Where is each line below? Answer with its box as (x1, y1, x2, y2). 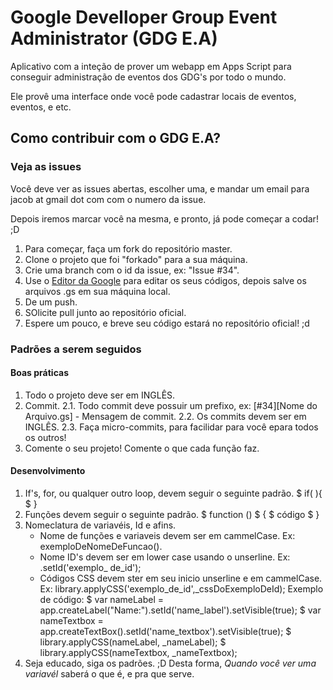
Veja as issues (10, 160, 82, 174)
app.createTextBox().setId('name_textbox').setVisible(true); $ (39, 625, 292, 637)
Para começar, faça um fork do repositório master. (24, 242, 233, 255)
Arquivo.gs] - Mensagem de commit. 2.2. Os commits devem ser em (24, 410, 307, 422)
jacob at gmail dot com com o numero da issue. (10, 193, 207, 205)
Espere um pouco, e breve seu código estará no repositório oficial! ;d (24, 317, 310, 329)
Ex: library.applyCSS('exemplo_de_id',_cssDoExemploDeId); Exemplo (39, 582, 324, 595)
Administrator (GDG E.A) (10, 27, 218, 50)
